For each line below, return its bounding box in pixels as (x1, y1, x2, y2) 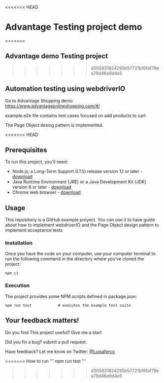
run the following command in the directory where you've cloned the (5, 256, 144, 262)
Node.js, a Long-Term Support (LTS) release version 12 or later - (12, 169, 143, 174)
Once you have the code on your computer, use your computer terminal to (5, 251, 156, 257)
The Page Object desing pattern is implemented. (5, 122, 103, 128)
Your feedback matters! (5, 316, 80, 325)
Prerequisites (5, 145, 47, 154)
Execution (5, 282, 30, 289)
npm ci (5, 271, 19, 276)
